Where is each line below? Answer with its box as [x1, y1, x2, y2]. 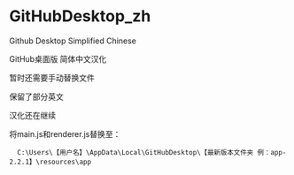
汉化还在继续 [9, 110, 56, 120]
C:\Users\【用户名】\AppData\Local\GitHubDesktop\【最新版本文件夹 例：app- [17, 148, 287, 156]
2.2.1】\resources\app [9, 157, 91, 166]
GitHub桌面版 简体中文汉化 [9, 53, 107, 64]
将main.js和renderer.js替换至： [9, 128, 121, 139]
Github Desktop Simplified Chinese [9, 35, 137, 46]
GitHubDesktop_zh [9, 6, 151, 27]
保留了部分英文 [9, 91, 64, 102]
